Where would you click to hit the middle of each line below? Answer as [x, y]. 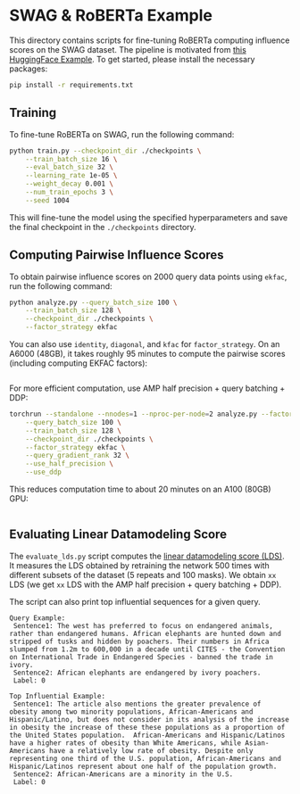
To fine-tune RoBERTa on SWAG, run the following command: [122, 134]
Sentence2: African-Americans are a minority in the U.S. [123, 774]
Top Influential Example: [57, 696]
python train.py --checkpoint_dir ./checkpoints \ [105, 151]
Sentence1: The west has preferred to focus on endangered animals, [143, 625]
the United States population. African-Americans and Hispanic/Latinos [147, 735]
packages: [29, 69]
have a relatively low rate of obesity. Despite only [151, 750]
